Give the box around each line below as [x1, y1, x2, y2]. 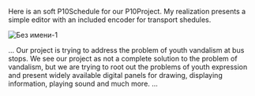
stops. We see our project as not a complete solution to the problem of [8, 54, 238, 63]
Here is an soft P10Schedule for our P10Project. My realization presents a [8, 7, 246, 16]
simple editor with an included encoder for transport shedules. [8, 15, 212, 24]
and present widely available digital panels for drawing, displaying [8, 71, 223, 79]
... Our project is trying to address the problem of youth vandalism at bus [8, 46, 245, 54]
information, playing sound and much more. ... [8, 79, 158, 88]
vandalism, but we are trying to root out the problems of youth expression [8, 62, 248, 72]
